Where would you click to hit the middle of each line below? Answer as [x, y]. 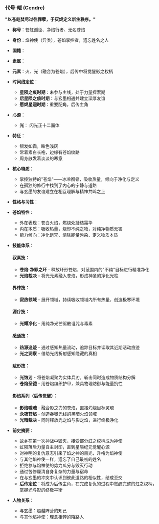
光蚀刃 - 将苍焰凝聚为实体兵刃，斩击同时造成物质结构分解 [77, 377]
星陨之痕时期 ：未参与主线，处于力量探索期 [62, 92]
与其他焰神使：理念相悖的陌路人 [52, 517]
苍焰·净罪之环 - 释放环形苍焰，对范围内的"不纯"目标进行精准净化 [84, 269]
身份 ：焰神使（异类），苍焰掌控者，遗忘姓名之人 [60, 40]
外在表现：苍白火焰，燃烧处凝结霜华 [56, 223]
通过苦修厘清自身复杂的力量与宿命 [54, 471]
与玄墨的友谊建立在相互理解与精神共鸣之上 [62, 192]
